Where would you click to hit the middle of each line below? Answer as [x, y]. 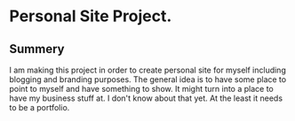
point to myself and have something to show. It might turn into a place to [141, 89]
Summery [37, 49]
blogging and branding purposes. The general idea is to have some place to [148, 79]
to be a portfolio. [40, 107]
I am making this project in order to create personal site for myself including [147, 70]
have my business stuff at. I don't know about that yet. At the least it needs [146, 98]
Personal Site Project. [91, 16]
